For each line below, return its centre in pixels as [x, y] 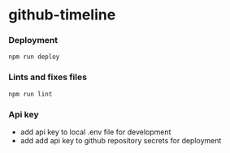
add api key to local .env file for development [95, 132]
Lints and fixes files [48, 77]
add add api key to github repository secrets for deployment [121, 141]
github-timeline [62, 15]
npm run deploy [34, 57]
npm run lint [30, 94]
